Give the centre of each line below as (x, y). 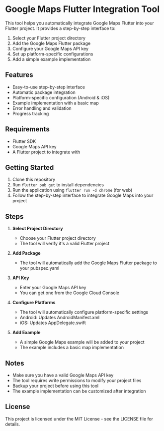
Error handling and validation (42, 108)
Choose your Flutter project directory (58, 238)
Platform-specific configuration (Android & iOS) (61, 97)
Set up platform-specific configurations (53, 54)
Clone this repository (34, 180)
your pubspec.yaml (40, 268)
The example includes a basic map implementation (72, 348)
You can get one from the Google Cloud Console (69, 293)
